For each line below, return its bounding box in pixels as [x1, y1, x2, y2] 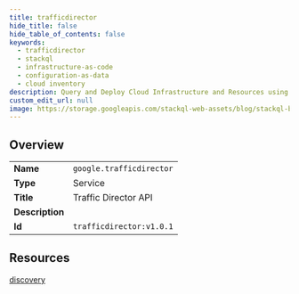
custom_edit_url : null [9, 95, 93, 105]
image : [9, 104, 34, 113]
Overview [9, 137, 65, 152]
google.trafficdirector [72, 164, 174, 174]
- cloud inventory [17, 79, 86, 88]
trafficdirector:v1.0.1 [72, 222, 174, 232]
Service [72, 177, 105, 190]
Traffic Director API [72, 192, 153, 204]
